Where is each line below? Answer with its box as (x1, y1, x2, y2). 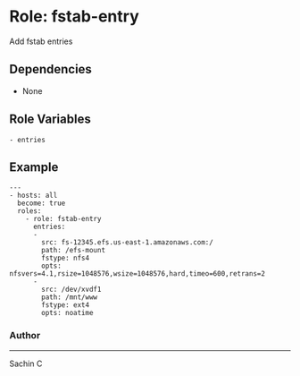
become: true (17, 199, 66, 208)
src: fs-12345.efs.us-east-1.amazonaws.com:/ (41, 238, 214, 247)
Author (9, 329, 41, 342)
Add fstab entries (9, 36, 73, 47)
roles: (17, 207, 42, 216)
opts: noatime (41, 309, 94, 318)
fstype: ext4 (41, 301, 90, 310)
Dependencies (9, 62, 92, 77)
